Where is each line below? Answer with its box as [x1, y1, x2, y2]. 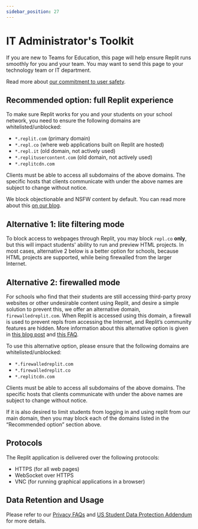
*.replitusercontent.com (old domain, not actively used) [14, 154, 152, 161]
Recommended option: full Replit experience [6, 95, 174, 105]
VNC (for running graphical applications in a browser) [14, 478, 145, 485]
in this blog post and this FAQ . [6, 331, 79, 338]
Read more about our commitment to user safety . [6, 78, 126, 85]
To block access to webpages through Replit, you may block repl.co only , [6, 235, 187, 242]
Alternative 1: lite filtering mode [6, 219, 125, 229]
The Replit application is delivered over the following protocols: [6, 454, 160, 461]
